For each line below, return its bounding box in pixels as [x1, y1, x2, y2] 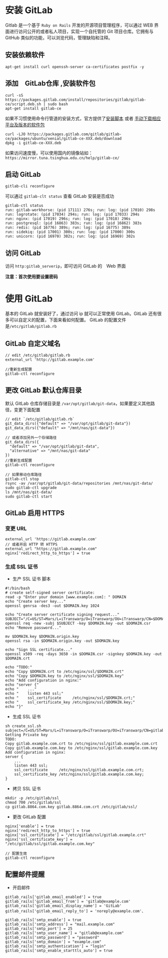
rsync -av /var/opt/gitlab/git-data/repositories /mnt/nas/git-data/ [5, 481, 153, 486]
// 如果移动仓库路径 [5, 472, 42, 477]
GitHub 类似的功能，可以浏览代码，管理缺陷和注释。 [5, 35, 113, 41]
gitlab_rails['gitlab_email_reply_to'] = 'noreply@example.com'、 [5, 908, 146, 913]
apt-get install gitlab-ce [5, 106, 61, 111]
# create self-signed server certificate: [5, 590, 95, 595]
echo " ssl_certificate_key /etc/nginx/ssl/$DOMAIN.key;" [5, 699, 135, 704]
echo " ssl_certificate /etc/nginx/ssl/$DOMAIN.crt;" [5, 695, 135, 700]
